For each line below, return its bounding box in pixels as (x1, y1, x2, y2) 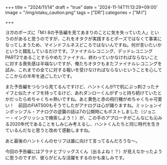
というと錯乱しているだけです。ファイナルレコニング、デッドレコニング (5, 48, 153, 54)
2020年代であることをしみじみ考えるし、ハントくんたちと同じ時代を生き (9, 121, 161, 127)
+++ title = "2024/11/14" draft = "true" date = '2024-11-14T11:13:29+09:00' (5, 4, 158, 10)
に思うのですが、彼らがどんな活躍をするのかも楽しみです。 (5, 155, 127, 161)
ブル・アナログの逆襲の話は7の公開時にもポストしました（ (22, 109, 143, 114)
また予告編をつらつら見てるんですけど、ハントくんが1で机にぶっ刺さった (5, 84, 156, 89)
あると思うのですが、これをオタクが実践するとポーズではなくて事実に (18, 36, 162, 41)
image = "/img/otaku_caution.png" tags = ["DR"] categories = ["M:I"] (5, 9, 147, 15)
